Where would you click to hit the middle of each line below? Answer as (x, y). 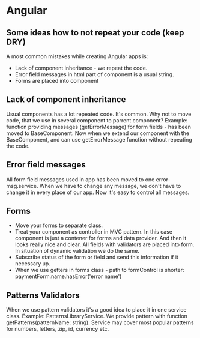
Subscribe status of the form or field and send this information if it (97, 257)
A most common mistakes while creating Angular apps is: (77, 56)
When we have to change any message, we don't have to (110, 186)
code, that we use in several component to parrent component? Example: (97, 120)
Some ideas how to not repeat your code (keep (95, 33)
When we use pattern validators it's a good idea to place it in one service (96, 310)
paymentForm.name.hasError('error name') (68, 276)
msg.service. (22, 186)
